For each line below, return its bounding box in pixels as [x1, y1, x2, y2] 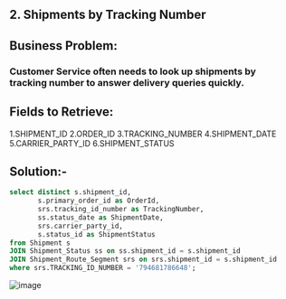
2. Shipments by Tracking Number [9, 7, 206, 23]
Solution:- [9, 164, 68, 179]
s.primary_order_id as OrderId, [37, 196, 160, 206]
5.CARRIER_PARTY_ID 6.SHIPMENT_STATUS [9, 137, 175, 148]
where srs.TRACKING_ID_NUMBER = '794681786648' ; [9, 264, 196, 273]
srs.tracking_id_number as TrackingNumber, [37, 205, 205, 214]
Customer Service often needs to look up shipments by [9, 65, 256, 78]
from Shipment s [9, 238, 71, 248]
